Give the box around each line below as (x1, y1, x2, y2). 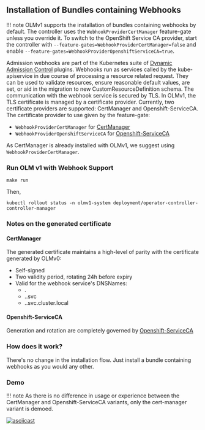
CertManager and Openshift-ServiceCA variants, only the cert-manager (6, 399, 187, 406)
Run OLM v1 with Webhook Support (6, 163, 114, 172)
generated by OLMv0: (6, 255, 62, 263)
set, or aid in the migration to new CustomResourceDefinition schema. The (6, 85, 195, 93)
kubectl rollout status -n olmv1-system (6, 200, 111, 206)
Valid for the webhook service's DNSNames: (15, 280, 127, 287)
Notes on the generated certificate (6, 220, 111, 228)
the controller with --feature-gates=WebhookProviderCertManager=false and (6, 40, 196, 48)
